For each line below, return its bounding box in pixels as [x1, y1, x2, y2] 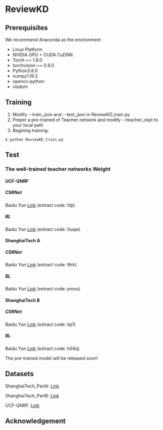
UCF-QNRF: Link [5, 402, 40, 408]
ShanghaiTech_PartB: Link [5, 392, 59, 398]
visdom [12, 84, 28, 90]
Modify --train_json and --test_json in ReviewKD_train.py [12, 111, 130, 117]
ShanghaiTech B [5, 297, 40, 303]
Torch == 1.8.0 [12, 57, 42, 63]
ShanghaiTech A [5, 238, 40, 244]
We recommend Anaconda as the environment [5, 37, 101, 43]
